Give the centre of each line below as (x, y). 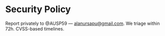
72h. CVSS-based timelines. (35, 28)
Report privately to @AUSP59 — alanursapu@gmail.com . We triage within (82, 23)
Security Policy (38, 9)
